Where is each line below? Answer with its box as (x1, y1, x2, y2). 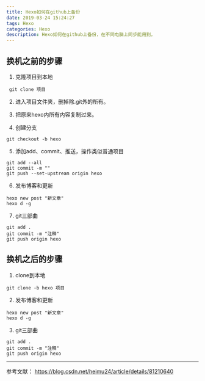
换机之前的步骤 (6, 56, 63, 66)
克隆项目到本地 (15, 73, 53, 80)
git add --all (6, 159, 43, 165)
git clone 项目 (9, 86, 46, 92)
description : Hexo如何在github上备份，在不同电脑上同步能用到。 (6, 32, 156, 38)
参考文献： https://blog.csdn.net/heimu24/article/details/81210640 (6, 368, 174, 375)
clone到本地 (15, 271, 46, 278)
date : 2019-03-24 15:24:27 (6, 15, 75, 21)
